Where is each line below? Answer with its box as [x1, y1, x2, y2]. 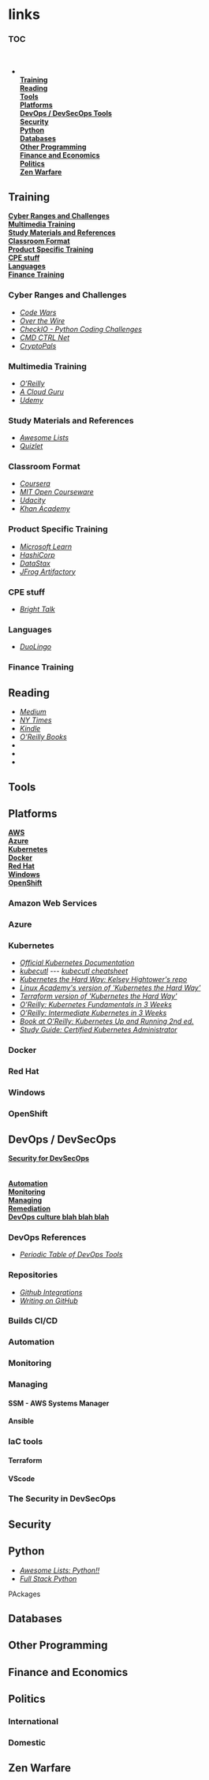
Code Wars [19, 308, 57, 317]
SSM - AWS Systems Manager [8, 1398, 110, 1408]
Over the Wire [19, 315, 65, 325]
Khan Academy [19, 504, 71, 513]
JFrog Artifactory [19, 566, 77, 577]
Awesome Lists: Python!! [19, 1565, 100, 1575]
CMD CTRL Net [19, 333, 70, 342]
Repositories [8, 1270, 58, 1281]
